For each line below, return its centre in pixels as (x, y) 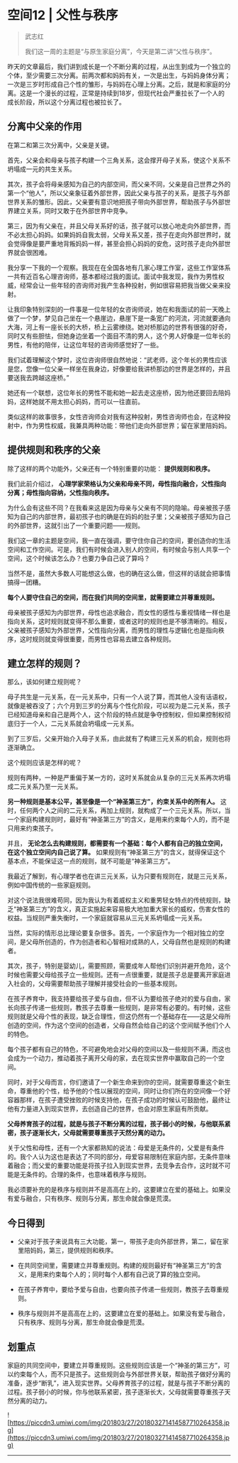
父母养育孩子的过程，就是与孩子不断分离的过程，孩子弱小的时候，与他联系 (116, 1124)
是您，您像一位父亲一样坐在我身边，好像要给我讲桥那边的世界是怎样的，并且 (119, 369)
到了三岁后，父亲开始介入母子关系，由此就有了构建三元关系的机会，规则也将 (119, 739)
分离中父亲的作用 (45, 127)
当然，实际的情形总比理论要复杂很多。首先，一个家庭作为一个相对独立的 (113, 933)
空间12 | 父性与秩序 (63, 15)
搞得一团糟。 (26, 582)
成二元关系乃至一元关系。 (45, 787)
